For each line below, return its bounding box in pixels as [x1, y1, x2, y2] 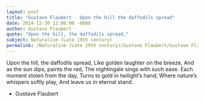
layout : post [6, 8, 39, 15]
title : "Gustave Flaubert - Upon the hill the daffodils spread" [6, 14, 175, 21]
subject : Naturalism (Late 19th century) [6, 37, 113, 43]
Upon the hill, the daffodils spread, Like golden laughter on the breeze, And [6, 59, 194, 66]
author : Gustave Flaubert [6, 25, 72, 32]
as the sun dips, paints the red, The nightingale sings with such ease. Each [6, 65, 193, 72]
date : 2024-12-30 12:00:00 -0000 [6, 20, 91, 26]
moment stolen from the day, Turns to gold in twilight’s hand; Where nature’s [6, 72, 197, 79]
